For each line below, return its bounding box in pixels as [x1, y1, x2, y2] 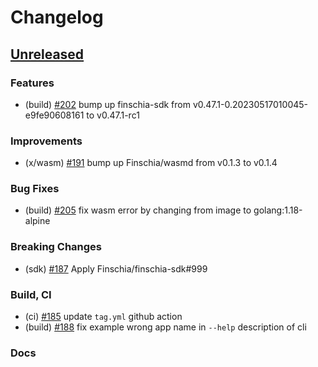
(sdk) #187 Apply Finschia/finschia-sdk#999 [24, 262, 208, 275]
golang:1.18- [253, 204, 303, 216]
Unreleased [10, 46, 85, 63]
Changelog [10, 6, 104, 29]
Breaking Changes [10, 240, 103, 254]
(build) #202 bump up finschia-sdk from [24, 98, 191, 110]
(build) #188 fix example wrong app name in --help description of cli [24, 321, 307, 333]
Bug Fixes [10, 182, 60, 196]
